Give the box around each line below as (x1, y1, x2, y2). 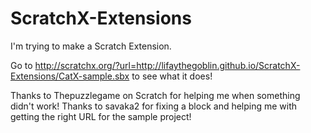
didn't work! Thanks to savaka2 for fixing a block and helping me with (10, 100, 298, 112)
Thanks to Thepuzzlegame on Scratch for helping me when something (10, 89, 301, 101)
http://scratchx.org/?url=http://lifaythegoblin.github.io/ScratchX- (34, 59, 301, 71)
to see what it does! (131, 70, 213, 82)
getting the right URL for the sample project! (10, 110, 192, 122)
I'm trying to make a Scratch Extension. (10, 40, 172, 52)
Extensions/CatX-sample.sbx (10, 70, 130, 82)
